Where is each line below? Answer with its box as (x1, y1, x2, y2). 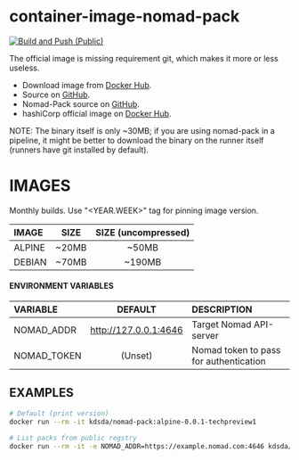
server (191, 330, 220, 342)
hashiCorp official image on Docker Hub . (21, 108, 172, 119)
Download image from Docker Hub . (21, 79, 152, 90)
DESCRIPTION (191, 303, 253, 316)
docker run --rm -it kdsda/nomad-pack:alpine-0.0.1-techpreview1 (9, 417, 256, 426)
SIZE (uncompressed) (95, 226, 190, 238)
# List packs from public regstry (9, 433, 138, 442)
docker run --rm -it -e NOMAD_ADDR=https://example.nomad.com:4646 (9, 441, 265, 451)
